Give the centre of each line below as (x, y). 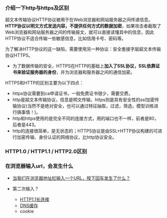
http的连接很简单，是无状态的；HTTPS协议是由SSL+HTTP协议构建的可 (85, 131)
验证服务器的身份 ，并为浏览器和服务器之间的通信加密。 (78, 72)
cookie (27, 211)
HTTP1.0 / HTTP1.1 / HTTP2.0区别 (46, 151)
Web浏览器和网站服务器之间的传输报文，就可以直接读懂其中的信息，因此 (80, 32)
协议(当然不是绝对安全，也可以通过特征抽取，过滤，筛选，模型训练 (85, 106)
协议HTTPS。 (19, 55)
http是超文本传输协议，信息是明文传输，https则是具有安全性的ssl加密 (83, 100)
